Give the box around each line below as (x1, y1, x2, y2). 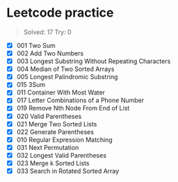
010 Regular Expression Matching (16, 135, 113, 144)
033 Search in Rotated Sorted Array (16, 167, 120, 175)
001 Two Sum (16, 41, 56, 49)
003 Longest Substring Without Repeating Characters (16, 57, 171, 65)
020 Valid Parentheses (16, 112, 82, 120)
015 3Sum (16, 81, 46, 89)
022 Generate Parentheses (16, 127, 95, 136)
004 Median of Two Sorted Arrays (16, 65, 115, 74)
